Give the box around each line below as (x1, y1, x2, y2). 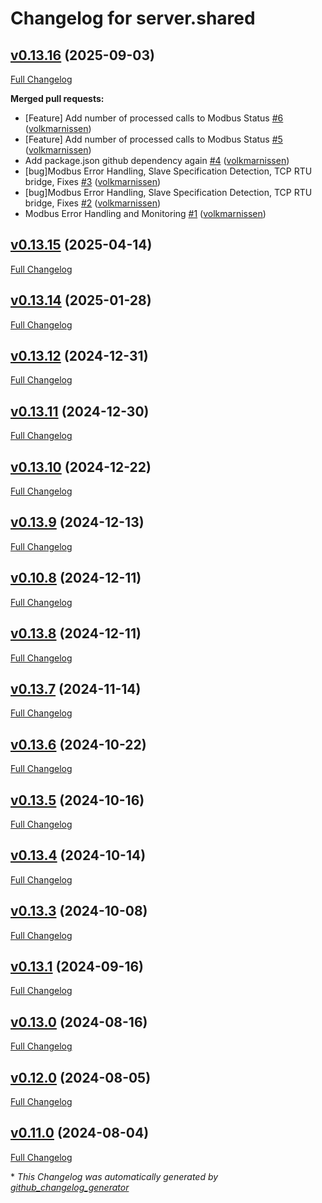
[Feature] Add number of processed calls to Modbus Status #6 (24, 112, 284, 124)
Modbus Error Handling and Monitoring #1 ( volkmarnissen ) (24, 208, 267, 219)
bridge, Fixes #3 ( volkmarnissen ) (24, 176, 162, 187)
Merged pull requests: (10, 93, 105, 104)
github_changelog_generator (10, 1181, 130, 1193)
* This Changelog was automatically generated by (10, 1170, 219, 1182)
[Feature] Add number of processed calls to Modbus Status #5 (24, 133, 283, 145)
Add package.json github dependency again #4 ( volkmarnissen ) (24, 155, 290, 166)
